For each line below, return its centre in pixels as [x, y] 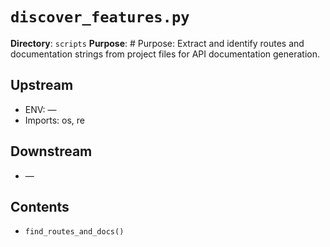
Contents [40, 206]
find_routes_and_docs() [74, 232]
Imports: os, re [55, 120]
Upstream [42, 85]
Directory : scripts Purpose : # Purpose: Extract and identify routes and [157, 43]
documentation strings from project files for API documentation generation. [165, 54]
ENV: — [40, 109]
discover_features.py [100, 17]
